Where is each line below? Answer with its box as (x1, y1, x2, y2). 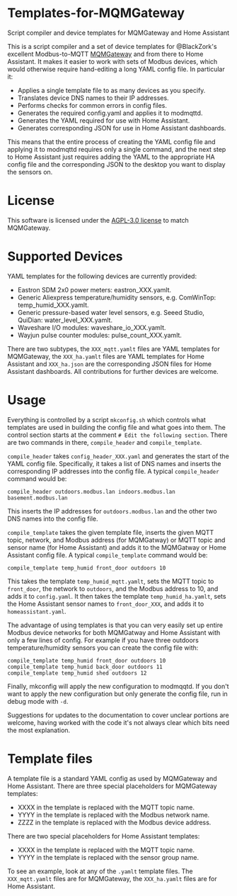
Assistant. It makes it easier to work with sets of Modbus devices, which (7, 57, 218, 65)
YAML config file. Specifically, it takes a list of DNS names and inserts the (7, 459, 221, 468)
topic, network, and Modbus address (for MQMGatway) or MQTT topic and (7, 536, 226, 544)
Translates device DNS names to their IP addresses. (17, 94, 169, 102)
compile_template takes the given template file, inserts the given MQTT (7, 528, 214, 536)
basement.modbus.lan (7, 494, 69, 502)
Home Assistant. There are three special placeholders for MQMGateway (7, 782, 217, 790)
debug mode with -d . (7, 697, 69, 705)
